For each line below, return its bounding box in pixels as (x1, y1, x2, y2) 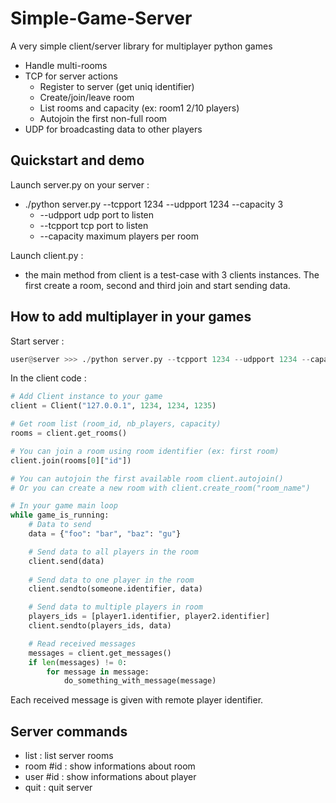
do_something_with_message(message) (63, 676, 217, 686)
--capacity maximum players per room (39, 230, 199, 242)
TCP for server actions (24, 70, 118, 82)
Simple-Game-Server (10, 7, 193, 30)
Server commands (10, 723, 128, 740)
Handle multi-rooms (24, 59, 108, 71)
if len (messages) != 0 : (28, 657, 128, 667)
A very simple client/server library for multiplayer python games (10, 40, 273, 52)
